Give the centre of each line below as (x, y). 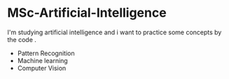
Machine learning (42, 60)
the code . (22, 39)
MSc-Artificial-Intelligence (87, 13)
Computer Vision (42, 68)
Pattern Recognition (46, 53)
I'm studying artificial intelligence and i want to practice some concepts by (114, 32)
